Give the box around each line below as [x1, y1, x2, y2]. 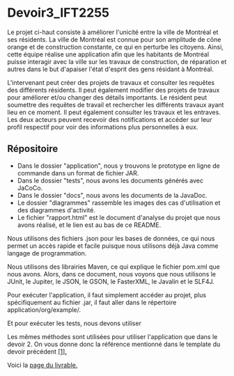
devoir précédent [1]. [7, 347, 68, 356]
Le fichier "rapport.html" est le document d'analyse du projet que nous [17, 213, 221, 221]
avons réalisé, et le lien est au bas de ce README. [17, 221, 162, 229]
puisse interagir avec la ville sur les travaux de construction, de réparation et [7, 57, 227, 65]
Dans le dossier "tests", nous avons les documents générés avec [17, 176, 204, 185]
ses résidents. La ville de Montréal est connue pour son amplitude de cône [7, 35, 221, 43]
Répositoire [7, 143, 58, 155]
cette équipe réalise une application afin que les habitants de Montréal [7, 50, 210, 58]
